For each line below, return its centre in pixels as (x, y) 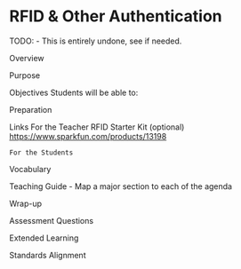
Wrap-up (26, 203)
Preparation (31, 109)
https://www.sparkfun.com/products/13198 (88, 136)
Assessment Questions (52, 220)
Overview (27, 58)
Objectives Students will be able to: (74, 92)
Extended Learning (44, 238)
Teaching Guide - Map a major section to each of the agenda (121, 186)
